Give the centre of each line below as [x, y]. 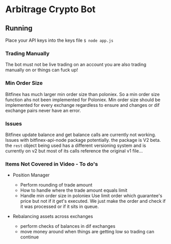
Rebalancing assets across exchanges [53, 217]
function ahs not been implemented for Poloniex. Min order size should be [83, 100]
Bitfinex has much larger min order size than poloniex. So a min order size [82, 94]
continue [30, 237]
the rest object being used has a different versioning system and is [76, 145]
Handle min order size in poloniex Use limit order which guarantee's [91, 196]
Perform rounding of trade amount [56, 185]
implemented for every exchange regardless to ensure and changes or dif [82, 105]
